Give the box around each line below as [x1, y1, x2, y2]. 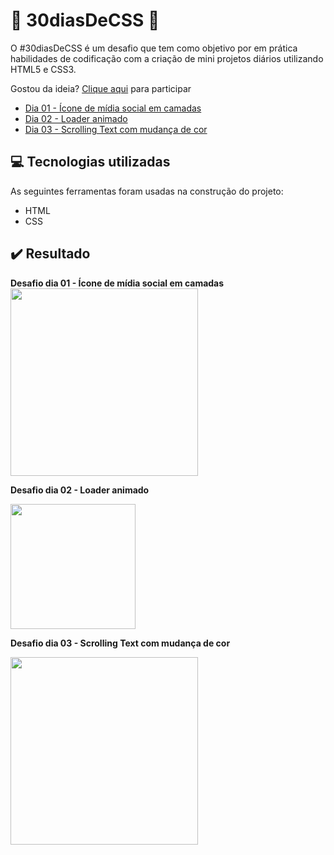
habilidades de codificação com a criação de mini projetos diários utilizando [10, 52, 324, 64]
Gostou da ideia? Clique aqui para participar [10, 82, 192, 94]
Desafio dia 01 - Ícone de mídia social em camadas [10, 277, 225, 289]
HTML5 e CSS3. [10, 63, 77, 75]
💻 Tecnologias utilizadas [10, 154, 171, 171]
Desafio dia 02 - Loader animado [10, 484, 150, 496]
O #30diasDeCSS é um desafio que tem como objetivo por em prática [10, 42, 298, 54]
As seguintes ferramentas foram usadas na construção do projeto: [10, 185, 284, 197]
